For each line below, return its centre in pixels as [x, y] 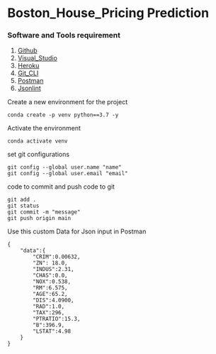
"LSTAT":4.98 [52, 331]
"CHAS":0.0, [51, 276]
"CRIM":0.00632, [57, 257]
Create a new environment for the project [68, 102]
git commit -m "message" [44, 212]
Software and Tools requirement [64, 35]
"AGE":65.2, [51, 294]
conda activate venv [38, 141]
